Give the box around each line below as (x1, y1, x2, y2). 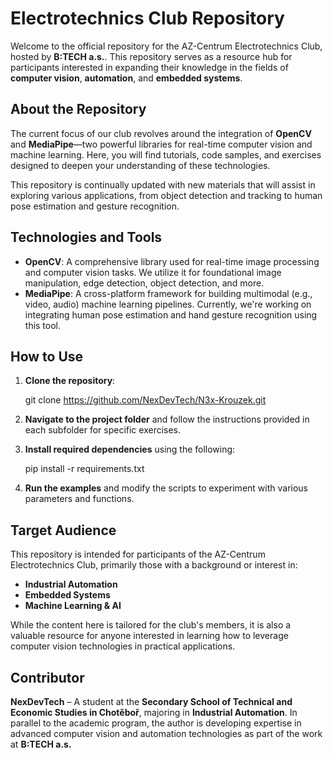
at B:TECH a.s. (10, 738, 72, 750)
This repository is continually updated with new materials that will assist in (10, 178, 316, 191)
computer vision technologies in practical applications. (10, 640, 236, 652)
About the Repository (10, 101, 147, 118)
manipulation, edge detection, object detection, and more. (24, 277, 265, 289)
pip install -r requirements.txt (24, 463, 145, 475)
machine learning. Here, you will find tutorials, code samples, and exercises (10, 148, 322, 161)
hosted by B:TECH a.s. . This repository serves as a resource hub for (10, 50, 293, 62)
